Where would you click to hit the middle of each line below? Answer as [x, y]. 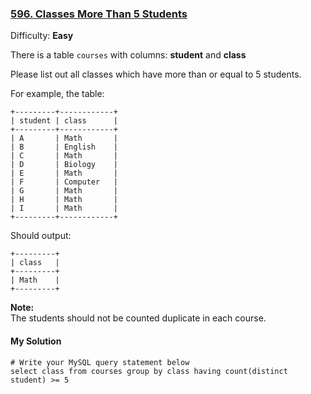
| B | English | [64, 147]
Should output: [41, 236]
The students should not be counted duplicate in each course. [138, 318]
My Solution [36, 341]
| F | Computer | [64, 182]
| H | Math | [64, 200]
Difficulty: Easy [42, 36]
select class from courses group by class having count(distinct [149, 371]
